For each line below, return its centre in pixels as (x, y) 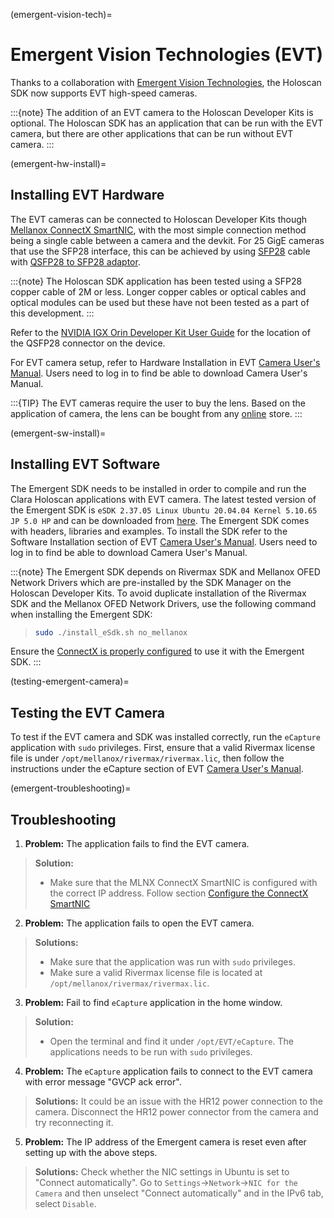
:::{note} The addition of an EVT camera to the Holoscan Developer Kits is (162, 112)
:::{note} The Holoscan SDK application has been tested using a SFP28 (156, 281)
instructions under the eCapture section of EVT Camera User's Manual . (157, 769)
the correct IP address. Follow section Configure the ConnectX (179, 893)
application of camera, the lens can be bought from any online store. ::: (156, 413)
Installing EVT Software (85, 464)
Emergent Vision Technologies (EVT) (167, 55)
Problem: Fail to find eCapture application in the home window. (153, 1003)
